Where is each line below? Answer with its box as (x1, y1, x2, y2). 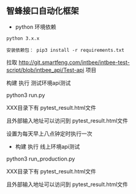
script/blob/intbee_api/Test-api (6, 66, 85, 73)
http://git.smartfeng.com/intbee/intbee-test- (18, 59, 130, 66)
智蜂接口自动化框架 (6, 5, 79, 16)
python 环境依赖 (15, 23, 56, 31)
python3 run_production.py (6, 155, 75, 162)
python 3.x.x (6, 35, 40, 41)
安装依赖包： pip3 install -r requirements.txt (6, 47, 124, 53)
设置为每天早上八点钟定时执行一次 (6, 130, 93, 137)
